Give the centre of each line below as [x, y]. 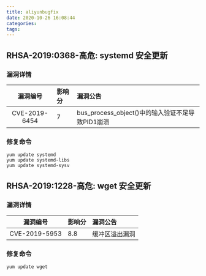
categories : [21, 23]
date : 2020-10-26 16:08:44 [41, 18]
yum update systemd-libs [38, 160]
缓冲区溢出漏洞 [114, 234]
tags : [13, 29]
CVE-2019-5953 [36, 233]
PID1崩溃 [96, 122]
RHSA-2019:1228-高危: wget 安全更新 [79, 186]
